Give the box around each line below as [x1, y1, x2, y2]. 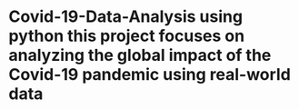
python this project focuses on [8, 25, 245, 46]
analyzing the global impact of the [8, 45, 272, 65]
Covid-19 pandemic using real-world [8, 64, 292, 85]
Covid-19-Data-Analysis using [8, 6, 243, 27]
